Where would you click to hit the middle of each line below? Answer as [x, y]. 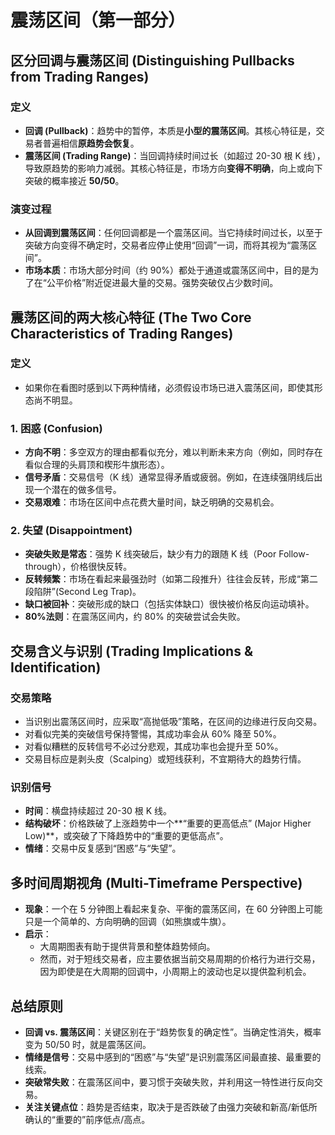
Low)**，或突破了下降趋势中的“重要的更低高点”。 [126, 836]
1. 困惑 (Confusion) [56, 428]
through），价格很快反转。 [78, 567]
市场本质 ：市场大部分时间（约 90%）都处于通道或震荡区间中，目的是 [167, 270]
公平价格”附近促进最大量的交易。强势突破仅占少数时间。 [162, 283]
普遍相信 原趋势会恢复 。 [91, 143]
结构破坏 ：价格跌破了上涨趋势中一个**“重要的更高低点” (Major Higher [168, 823]
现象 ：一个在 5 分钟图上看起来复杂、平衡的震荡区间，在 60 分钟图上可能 [173, 909]
